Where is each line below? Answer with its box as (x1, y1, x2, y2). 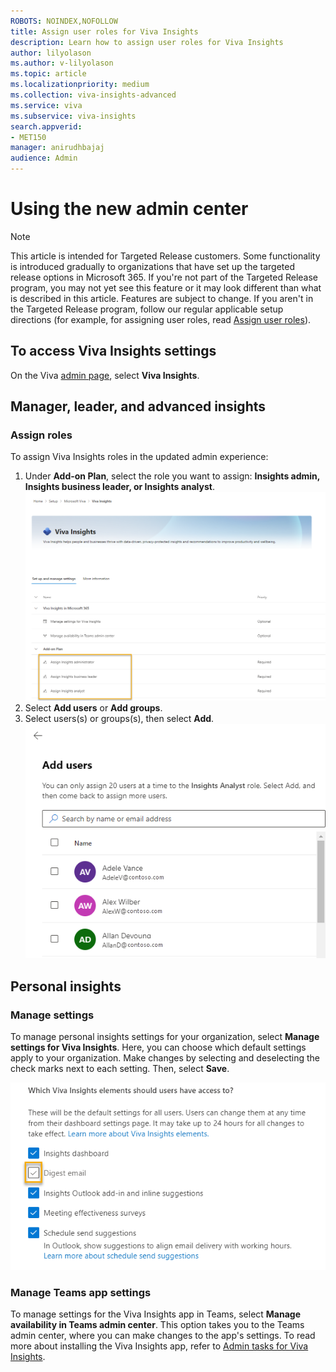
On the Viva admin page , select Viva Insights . (10, 369, 200, 381)
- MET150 (10, 132, 47, 142)
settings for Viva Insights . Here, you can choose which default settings (10, 1041, 307, 1053)
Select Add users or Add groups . (24, 701, 163, 714)
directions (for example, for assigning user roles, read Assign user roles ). (10, 313, 312, 325)
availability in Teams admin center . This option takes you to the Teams (10, 1319, 305, 1331)
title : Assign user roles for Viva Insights (10, 26, 199, 37)
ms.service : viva (10, 100, 83, 110)
